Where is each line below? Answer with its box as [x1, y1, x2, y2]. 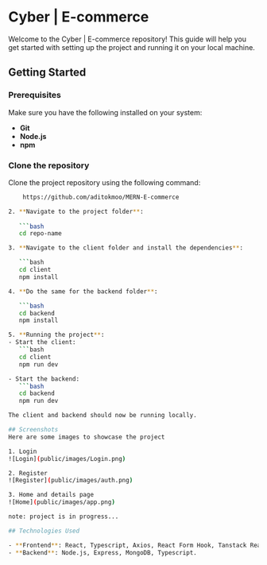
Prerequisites [8, 90, 61, 101]
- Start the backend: [8, 374, 80, 383]
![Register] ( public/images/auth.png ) [8, 477, 133, 485]
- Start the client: [8, 339, 77, 346]
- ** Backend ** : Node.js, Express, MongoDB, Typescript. [8, 548, 197, 556]
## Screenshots [8, 426, 59, 434]
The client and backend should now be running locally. [8, 412, 197, 420]
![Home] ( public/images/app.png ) [8, 498, 115, 506]
